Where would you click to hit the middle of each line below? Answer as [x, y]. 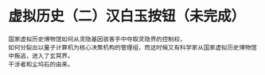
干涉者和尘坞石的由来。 [41, 64]
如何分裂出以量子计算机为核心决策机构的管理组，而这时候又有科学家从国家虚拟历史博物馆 [132, 47]
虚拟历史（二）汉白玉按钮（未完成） [127, 16]
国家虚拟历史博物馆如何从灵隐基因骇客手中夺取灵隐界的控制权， [97, 39]
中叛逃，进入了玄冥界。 [41, 56]
